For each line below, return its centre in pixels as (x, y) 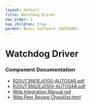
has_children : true (26, 24)
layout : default (22, 10)
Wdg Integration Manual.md (42, 91)
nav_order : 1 (19, 19)
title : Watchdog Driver (31, 15)
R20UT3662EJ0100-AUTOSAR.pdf (49, 86)
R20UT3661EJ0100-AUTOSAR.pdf (49, 81)
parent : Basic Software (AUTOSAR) (42, 29)
